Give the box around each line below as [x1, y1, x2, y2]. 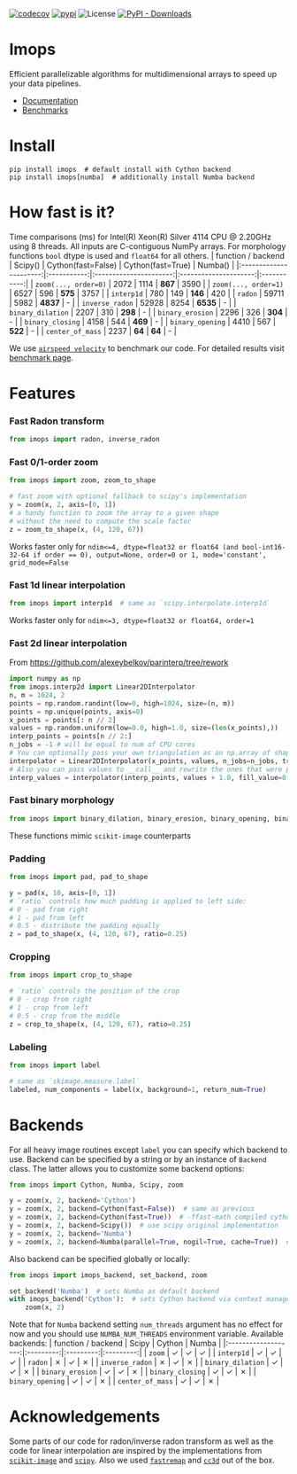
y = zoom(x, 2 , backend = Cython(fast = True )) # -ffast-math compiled [9, 1213, 267, 1222]
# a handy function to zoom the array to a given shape [9, 509, 219, 518]
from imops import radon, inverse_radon [9, 435, 161, 444]
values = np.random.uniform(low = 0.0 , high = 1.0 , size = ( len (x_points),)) [9, 723, 278, 733]
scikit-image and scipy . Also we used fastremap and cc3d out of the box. [9, 1455, 276, 1466]
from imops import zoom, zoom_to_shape [9, 476, 156, 485]
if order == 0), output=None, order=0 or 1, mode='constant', [32, 550, 267, 559]
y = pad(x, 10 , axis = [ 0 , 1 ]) [9, 888, 117, 897]
